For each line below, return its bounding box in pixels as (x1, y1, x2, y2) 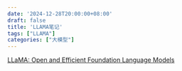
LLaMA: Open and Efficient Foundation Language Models (7, 56, 175, 64)
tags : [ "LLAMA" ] (7, 30, 55, 37)
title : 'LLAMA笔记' (7, 23, 63, 30)
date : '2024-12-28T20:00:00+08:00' (7, 10, 113, 18)
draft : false (7, 17, 46, 24)
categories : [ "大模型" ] (7, 37, 75, 44)
